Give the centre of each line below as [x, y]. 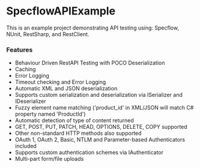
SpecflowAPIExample [61, 11]
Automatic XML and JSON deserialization [66, 89]
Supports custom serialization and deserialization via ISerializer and [99, 95]
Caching [25, 69]
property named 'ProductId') [50, 114]
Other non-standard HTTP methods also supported [78, 133]
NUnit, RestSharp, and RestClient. [48, 34]
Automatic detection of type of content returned [74, 120]
